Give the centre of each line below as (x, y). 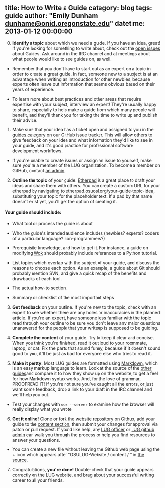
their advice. (25, 120)
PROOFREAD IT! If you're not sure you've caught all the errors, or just (83, 384)
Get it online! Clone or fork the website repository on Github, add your (83, 419)
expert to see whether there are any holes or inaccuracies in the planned (86, 313)
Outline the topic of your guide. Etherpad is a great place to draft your (83, 180)
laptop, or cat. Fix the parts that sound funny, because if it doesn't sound (86, 348)
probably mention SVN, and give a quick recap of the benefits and (79, 273)
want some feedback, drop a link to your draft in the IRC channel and (82, 389)
